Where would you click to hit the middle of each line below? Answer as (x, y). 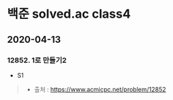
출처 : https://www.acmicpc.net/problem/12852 (100, 89)
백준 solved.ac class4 (69, 14)
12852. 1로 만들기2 (37, 60)
